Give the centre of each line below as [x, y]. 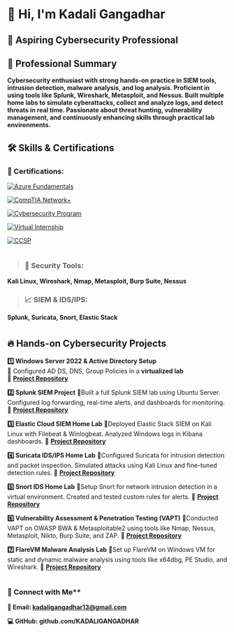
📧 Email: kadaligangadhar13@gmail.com [67, 608]
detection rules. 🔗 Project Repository [61, 472]
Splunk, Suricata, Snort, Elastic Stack [63, 317]
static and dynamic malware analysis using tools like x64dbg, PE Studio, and [117, 559]
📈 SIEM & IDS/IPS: [56, 300]
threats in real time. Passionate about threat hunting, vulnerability [105, 110]
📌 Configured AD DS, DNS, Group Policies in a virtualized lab [95, 371]
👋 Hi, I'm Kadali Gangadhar [86, 14]
